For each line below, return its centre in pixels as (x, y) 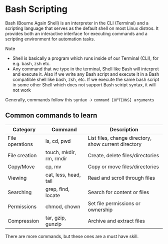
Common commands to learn (51, 116)
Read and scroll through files (121, 178)
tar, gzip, (56, 218)
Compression (23, 221)
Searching (20, 192)
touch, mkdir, (61, 152)
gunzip (53, 224)
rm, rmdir (56, 158)
